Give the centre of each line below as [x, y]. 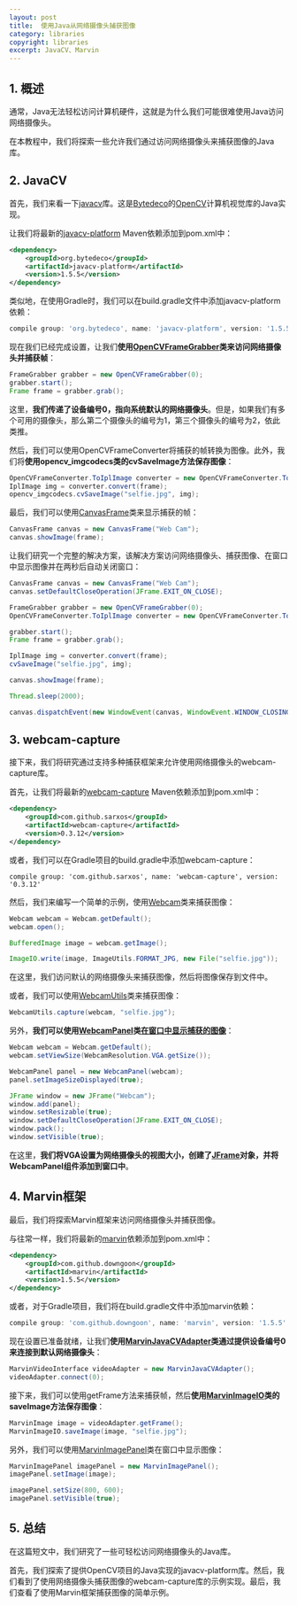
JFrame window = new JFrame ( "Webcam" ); [83, 1096]
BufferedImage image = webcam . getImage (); [88, 943]
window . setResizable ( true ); [61, 1113]
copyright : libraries [49, 42]
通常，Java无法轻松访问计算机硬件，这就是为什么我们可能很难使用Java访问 [147, 111]
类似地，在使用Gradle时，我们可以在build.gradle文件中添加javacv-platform [145, 301]
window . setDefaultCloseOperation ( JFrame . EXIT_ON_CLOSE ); [116, 1121]
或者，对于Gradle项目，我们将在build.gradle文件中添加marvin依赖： [133, 1307]
